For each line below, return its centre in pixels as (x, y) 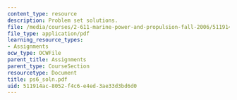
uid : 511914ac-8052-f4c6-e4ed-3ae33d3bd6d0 (72, 86)
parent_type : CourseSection (49, 66)
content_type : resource (42, 14)
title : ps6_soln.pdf (38, 79)
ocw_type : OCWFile (34, 54)
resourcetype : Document (42, 73)
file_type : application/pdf (49, 33)
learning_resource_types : (45, 40)
